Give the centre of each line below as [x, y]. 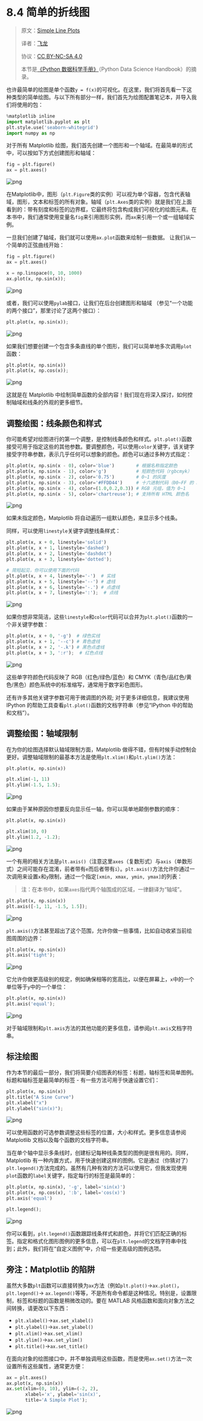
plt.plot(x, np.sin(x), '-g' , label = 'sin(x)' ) [66, 1187]
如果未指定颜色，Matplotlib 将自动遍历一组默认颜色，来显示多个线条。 [94, 518]
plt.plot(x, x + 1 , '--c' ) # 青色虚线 [53, 642]
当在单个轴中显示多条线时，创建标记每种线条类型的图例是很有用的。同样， [99, 1153]
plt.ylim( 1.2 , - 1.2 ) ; [34, 837]
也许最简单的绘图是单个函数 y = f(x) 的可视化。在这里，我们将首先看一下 [97, 89]
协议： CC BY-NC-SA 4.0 [52, 56]
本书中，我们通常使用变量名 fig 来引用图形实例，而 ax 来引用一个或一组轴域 [98, 217]
